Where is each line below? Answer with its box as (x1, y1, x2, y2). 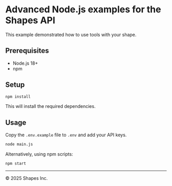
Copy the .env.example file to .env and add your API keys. (5, 132, 127, 138)
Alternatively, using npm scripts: (5, 151, 73, 157)
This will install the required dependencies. (5, 103, 96, 109)
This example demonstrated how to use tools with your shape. (5, 31, 137, 38)
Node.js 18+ (12, 60, 38, 66)
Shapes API (5, 14, 55, 26)
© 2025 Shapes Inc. (5, 175, 48, 181)
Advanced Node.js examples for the (5, 4, 161, 15)
